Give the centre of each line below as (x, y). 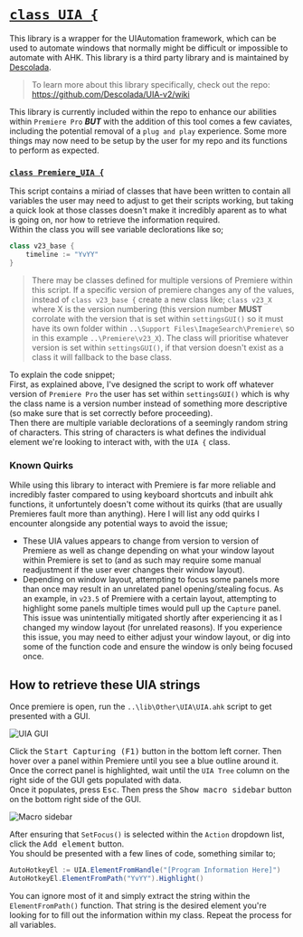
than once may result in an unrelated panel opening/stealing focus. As (153, 589)
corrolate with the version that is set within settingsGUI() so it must (157, 318)
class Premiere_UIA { (57, 172)
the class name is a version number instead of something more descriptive (148, 403)
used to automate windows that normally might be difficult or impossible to (149, 48)
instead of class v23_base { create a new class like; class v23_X (152, 299)
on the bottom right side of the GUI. (76, 799)
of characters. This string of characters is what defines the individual (138, 432)
